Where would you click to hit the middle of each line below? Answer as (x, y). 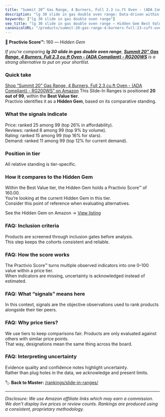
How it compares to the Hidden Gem (49, 177)
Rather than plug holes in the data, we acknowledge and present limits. (77, 373)
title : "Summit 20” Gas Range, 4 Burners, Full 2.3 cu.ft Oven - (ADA (79, 10)
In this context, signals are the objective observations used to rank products (82, 304)
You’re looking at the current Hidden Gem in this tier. (58, 198)
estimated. (16, 281)
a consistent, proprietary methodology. (45, 409)
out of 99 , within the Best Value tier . (42, 96)
